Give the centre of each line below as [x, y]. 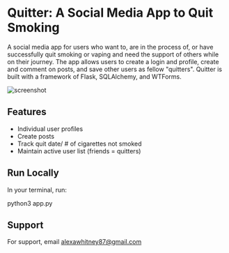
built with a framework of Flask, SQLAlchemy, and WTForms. [95, 76]
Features [27, 112]
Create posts [35, 136]
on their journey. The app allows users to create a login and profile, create [113, 61]
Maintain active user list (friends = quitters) [79, 151]
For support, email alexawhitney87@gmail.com [74, 242]
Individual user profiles [50, 129]
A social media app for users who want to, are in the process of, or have [110, 47]
